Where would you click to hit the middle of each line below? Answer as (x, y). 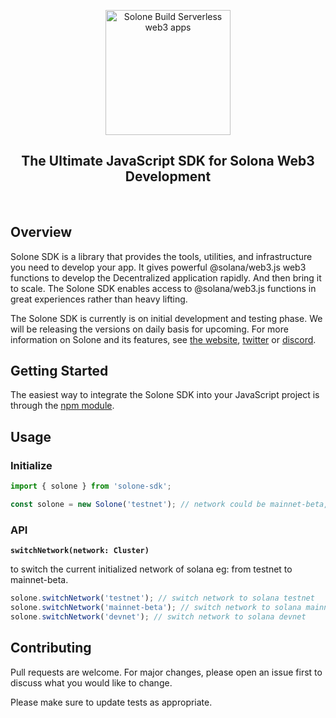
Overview (41, 232)
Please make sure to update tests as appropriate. (111, 702)
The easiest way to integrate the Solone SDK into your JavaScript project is (165, 395)
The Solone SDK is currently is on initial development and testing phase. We (166, 318)
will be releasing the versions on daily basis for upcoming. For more (149, 329)
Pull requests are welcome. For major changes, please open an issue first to (166, 672)
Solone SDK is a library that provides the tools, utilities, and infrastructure (161, 256)
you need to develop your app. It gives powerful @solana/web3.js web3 (158, 267)
